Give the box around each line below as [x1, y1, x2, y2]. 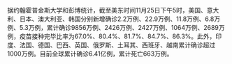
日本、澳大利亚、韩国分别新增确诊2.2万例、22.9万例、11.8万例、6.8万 [19, 15, 221, 23]
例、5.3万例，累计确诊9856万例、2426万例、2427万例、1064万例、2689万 [7, 24, 225, 31]
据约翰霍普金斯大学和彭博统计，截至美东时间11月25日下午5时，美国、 [7, 6, 208, 14]
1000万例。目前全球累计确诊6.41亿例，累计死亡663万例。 [7, 49, 173, 58]
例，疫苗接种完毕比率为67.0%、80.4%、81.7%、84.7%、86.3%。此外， [7, 32, 216, 40]
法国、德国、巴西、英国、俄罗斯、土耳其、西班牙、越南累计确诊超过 [19, 41, 215, 49]
